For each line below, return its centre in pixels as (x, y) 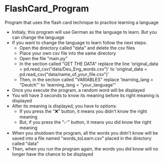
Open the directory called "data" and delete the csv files (77, 48)
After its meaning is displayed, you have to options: (64, 106)
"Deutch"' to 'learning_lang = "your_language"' (68, 84)
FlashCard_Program (47, 9)
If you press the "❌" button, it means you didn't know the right (83, 111)
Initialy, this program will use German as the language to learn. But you (84, 32)
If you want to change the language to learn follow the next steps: (79, 42)
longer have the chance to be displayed (52, 154)
